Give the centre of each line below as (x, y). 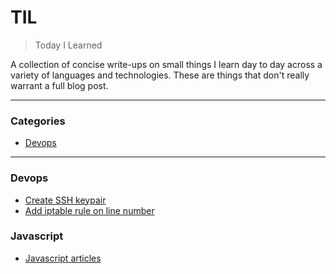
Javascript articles (63, 258)
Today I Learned (68, 45)
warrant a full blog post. (59, 85)
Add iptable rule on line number (89, 210)
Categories (38, 121)
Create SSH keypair (65, 200)
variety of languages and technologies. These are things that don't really (160, 75)
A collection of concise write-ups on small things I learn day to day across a (166, 64)
